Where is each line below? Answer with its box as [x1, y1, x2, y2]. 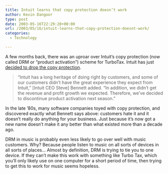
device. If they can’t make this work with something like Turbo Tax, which [5, 152, 157, 158]
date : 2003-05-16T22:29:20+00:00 [5, 21, 75, 27]
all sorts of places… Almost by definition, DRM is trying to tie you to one [5, 147, 154, 153]
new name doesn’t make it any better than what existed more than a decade [5, 121, 162, 127]
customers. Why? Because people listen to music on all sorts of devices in [5, 141, 159, 147]
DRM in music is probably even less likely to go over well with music [5, 136, 146, 142]
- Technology [10, 36, 37, 41]
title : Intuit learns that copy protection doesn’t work [5, 7, 127, 13]
